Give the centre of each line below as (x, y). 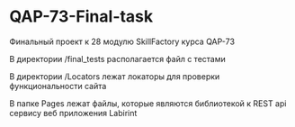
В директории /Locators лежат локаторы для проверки (115, 76)
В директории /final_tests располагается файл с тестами (118, 59)
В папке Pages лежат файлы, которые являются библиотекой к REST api (148, 103)
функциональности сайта (58, 86)
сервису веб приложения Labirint (73, 113)
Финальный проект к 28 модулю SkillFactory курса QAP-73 (122, 41)
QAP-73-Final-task (81, 17)
